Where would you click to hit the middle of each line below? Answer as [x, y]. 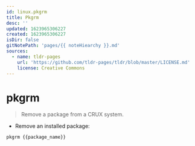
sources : [17, 51]
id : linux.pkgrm [27, 12]
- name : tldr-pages [36, 57]
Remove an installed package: [52, 126]
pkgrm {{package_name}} [36, 137]
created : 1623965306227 [36, 34]
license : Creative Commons [51, 68]
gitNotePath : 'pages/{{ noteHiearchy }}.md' [63, 46]
